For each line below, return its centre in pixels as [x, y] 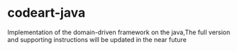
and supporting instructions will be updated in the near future [97, 39]
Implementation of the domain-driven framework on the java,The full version [119, 32]
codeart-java [46, 13]
